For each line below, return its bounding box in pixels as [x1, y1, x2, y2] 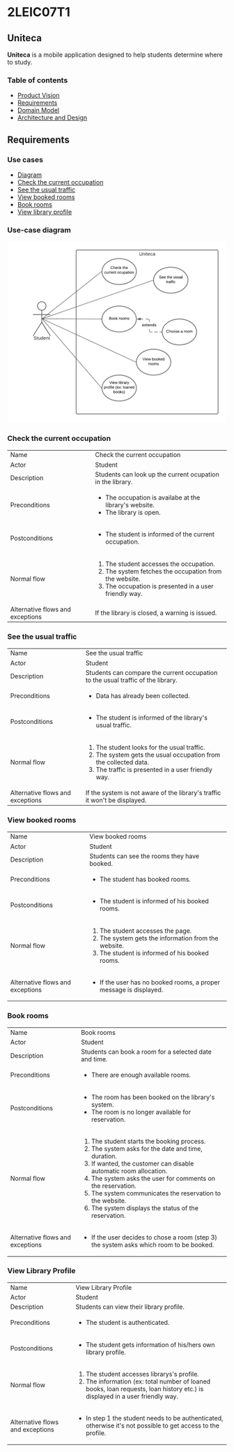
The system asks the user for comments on [91, 1174, 216, 1182]
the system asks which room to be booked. [91, 1241, 214, 1249]
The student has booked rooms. [100, 875, 192, 884]
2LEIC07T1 [7, 4, 71, 20]
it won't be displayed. [85, 796, 147, 804]
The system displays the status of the [91, 1203, 198, 1212]
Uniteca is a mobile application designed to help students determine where [7, 50, 223, 59]
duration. [91, 1152, 117, 1160]
